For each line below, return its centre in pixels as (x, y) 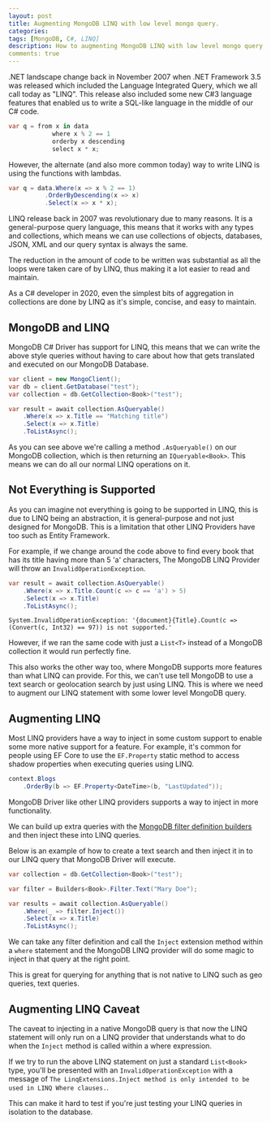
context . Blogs (32, 779)
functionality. (30, 810)
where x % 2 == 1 (81, 134)
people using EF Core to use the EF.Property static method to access (124, 756)
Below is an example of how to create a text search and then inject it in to (131, 851)
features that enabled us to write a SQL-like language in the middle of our (131, 103)
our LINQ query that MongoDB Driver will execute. (92, 859)
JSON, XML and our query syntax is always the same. (98, 245)
